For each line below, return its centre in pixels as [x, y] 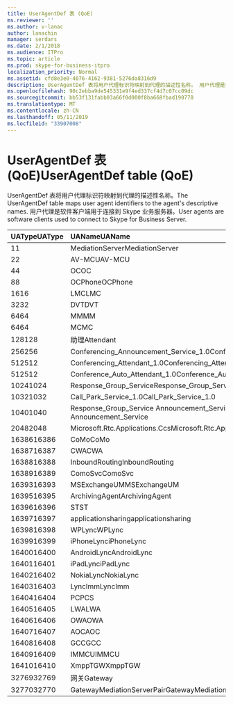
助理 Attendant [93, 340]
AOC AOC [85, 632]
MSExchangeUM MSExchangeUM [125, 485]
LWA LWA [86, 609]
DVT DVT [85, 305]
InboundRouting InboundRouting [122, 462]
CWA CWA [87, 451]
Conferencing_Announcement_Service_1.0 [140, 352]
